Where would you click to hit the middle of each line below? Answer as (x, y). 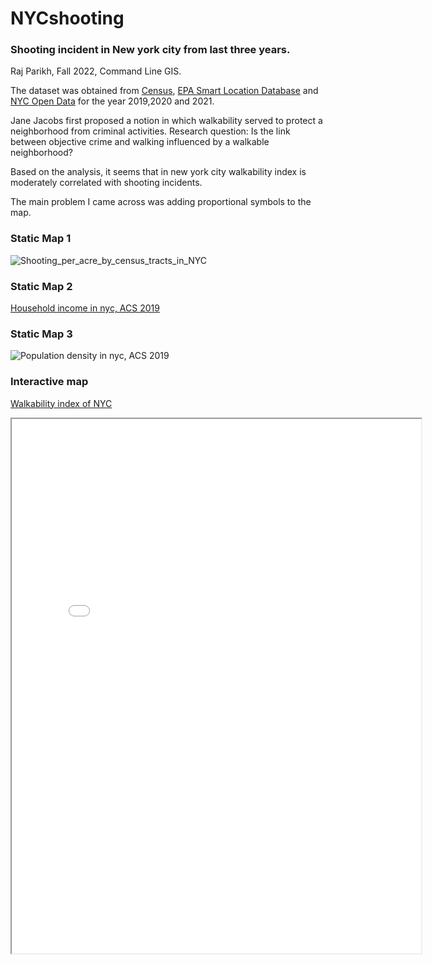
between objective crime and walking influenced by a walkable (140, 142)
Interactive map (49, 382)
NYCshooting (67, 18)
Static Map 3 (41, 334)
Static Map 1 (41, 239)
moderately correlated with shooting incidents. (106, 183)
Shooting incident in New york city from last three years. (150, 50)
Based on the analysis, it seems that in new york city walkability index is (158, 172)
